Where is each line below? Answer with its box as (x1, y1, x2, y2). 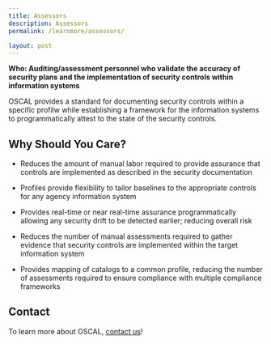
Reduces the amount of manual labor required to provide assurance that (19, 159, 260, 168)
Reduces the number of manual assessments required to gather (19, 231, 233, 241)
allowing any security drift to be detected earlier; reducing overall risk (19, 216, 252, 226)
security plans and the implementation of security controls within (8, 72, 234, 82)
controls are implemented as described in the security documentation (19, 168, 253, 177)
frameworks (19, 282, 61, 291)
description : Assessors (8, 19, 89, 28)
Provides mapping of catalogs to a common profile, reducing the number (19, 265, 263, 274)
